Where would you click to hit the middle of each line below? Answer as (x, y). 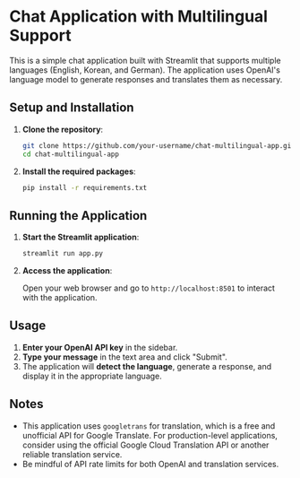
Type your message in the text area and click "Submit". (125, 357)
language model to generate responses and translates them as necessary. (146, 79)
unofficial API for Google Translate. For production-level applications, (150, 435)
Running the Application (78, 216)
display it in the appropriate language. (92, 376)
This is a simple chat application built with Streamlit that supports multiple (145, 60)
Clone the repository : (63, 129)
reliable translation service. (72, 454)
